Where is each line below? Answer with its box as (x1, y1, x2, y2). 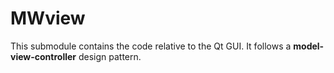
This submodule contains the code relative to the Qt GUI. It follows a (10, 40, 292, 52)
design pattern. (78, 50, 142, 62)
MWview (10, 7, 86, 30)
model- (293, 40, 325, 52)
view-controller (10, 50, 77, 62)
